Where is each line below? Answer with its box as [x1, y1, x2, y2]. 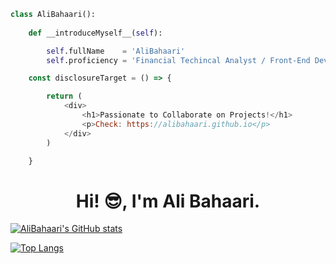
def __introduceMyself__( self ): [28, 28, 163, 38]
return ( [46, 91, 83, 102]
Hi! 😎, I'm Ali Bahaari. [75, 190, 261, 212]
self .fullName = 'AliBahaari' [46, 46, 186, 56]
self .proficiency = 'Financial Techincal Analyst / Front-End [46, 55, 311, 65]
